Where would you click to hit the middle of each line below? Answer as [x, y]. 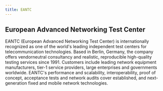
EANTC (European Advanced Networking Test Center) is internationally [77, 41]
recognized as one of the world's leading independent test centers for [76, 47]
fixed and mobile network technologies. [68, 83]
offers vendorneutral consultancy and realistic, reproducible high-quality [79, 57]
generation [16, 83]
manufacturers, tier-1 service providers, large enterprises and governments [81, 67]
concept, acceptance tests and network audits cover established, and [76, 78]
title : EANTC [18, 10]
